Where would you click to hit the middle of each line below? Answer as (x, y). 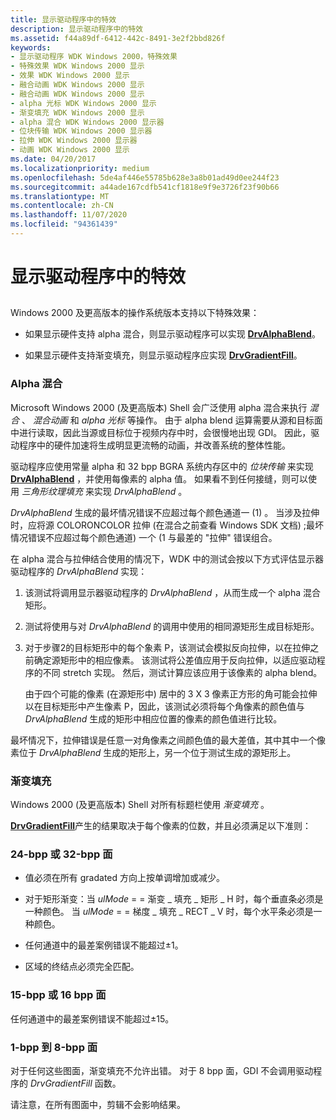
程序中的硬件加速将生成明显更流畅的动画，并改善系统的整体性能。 (154, 445)
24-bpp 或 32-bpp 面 (61, 854)
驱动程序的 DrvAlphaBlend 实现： (79, 571)
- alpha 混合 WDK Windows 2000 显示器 (87, 122)
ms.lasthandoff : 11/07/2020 (69, 215)
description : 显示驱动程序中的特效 (76, 29)
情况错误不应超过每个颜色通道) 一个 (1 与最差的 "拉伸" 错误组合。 (144, 537)
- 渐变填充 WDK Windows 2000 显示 (77, 112)
